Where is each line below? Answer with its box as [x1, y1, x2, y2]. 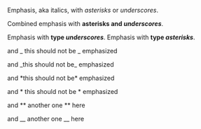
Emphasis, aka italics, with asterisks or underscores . [7, 6, 159, 14]
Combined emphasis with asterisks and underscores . [7, 20, 164, 27]
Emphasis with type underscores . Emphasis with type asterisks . [7, 33, 195, 41]
